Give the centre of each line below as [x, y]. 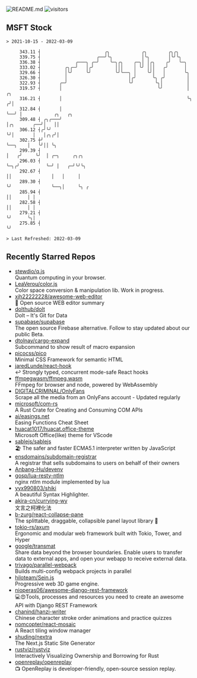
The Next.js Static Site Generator [55, 643]
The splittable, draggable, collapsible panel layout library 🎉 [86, 521]
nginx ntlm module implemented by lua [62, 482]
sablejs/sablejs [33, 441]
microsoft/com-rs [36, 403]
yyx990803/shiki [35, 488]
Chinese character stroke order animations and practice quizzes [93, 617]
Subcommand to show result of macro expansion [75, 346]
